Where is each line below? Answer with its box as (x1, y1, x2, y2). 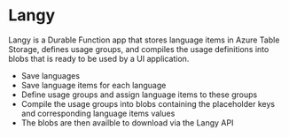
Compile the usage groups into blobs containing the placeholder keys (20, 98, 276, 109)
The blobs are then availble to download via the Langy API (20, 117, 234, 128)
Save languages (20, 70, 81, 80)
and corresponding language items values (20, 108, 176, 118)
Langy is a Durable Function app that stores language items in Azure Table (8, 34, 280, 45)
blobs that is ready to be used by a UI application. (8, 53, 190, 64)
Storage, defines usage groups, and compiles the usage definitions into (8, 43, 269, 54)
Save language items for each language (20, 80, 167, 90)
